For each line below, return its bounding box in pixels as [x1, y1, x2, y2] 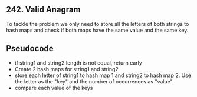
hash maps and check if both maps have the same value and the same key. [6, 26, 189, 34]
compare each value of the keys [14, 84, 93, 91]
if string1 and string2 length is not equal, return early [14, 59, 143, 66]
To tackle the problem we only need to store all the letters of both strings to [6, 20, 189, 27]
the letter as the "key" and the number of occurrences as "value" [14, 78, 173, 85]
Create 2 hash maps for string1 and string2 [14, 65, 119, 72]
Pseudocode [6, 44, 54, 53]
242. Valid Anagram [6, 5, 81, 15]
